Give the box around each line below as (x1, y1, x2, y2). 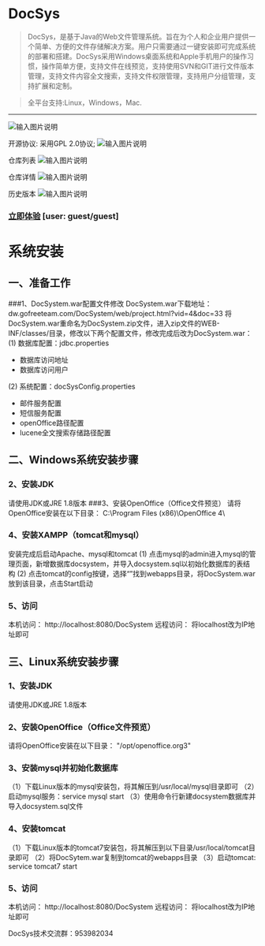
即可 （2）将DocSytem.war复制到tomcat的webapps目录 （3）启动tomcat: (14, 852, 256, 862)
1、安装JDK (8, 680, 53, 691)
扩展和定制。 (34, 80, 77, 91)
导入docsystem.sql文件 (8, 802, 84, 811)
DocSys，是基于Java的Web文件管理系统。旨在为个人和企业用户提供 (27, 32, 249, 41)
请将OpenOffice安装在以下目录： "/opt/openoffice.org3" (8, 741, 192, 750)
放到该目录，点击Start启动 (8, 579, 93, 588)
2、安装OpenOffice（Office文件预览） (8, 721, 156, 732)
